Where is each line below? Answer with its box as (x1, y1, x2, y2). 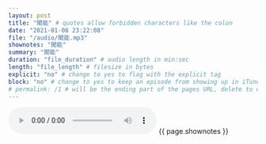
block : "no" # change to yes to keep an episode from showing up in (8, 78, 239, 85)
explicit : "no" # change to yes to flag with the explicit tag (8, 70, 222, 78)
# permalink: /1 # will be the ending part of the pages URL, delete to (8, 85, 253, 93)
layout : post (8, 11, 51, 20)
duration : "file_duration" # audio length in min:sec (8, 56, 190, 64)
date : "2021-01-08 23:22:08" (8, 26, 104, 34)
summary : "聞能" (8, 48, 59, 56)
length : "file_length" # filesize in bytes (8, 63, 154, 71)
